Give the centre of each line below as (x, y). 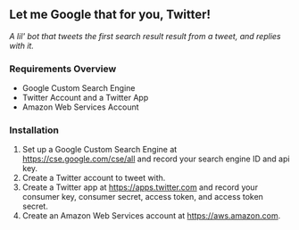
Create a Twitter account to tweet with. (94, 178)
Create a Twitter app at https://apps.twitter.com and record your (140, 187)
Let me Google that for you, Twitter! (110, 15)
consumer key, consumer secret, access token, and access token (142, 197)
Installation (34, 130)
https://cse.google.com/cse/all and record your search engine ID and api (156, 159)
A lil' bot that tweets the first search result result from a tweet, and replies (145, 36)
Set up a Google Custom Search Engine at (100, 150)
